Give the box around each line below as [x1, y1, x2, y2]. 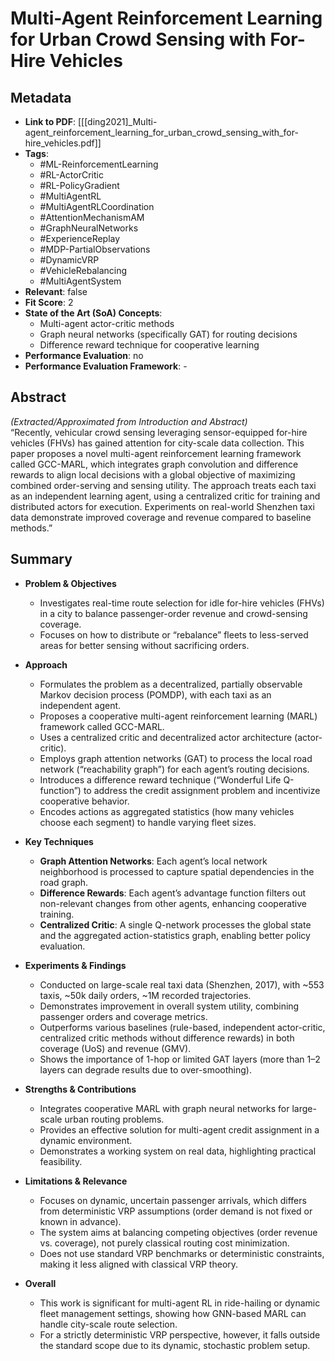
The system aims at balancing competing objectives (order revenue [39, 1226, 318, 1238]
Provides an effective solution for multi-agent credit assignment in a [39, 1123, 320, 1136]
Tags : [24, 148, 49, 159]
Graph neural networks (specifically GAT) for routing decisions [39, 328, 298, 340]
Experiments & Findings [24, 959, 127, 971]
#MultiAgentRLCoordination [39, 201, 155, 212]
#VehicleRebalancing [39, 265, 128, 276]
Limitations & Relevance [24, 1175, 128, 1187]
